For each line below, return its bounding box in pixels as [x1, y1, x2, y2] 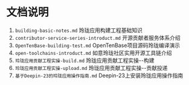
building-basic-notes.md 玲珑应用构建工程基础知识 [14, 27, 143, 34]
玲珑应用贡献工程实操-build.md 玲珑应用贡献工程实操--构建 [14, 57, 155, 64]
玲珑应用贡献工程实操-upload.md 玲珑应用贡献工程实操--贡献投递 [14, 64, 168, 71]
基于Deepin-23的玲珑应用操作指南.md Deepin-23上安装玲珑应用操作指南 [14, 72, 184, 79]
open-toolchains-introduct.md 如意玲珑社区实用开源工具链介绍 [14, 49, 172, 56]
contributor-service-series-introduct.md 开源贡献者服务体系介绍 [14, 34, 181, 41]
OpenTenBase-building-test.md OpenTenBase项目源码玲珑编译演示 [14, 42, 180, 49]
